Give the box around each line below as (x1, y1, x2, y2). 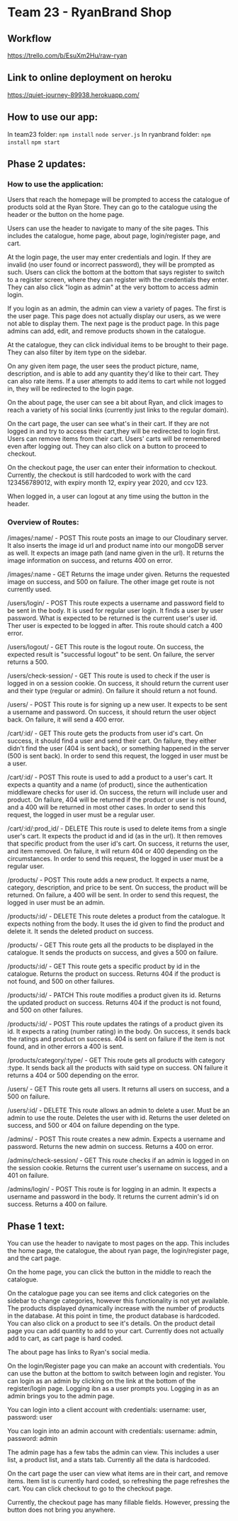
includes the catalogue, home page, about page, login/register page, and (7, 232, 221, 240)
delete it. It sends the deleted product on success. (7, 926, 154, 936)
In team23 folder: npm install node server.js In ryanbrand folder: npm (7, 130, 211, 138)
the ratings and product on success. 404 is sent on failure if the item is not (7, 1034, 225, 1043)
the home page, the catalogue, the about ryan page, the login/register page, (7, 1247, 229, 1255)
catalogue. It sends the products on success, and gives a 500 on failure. (7, 948, 218, 957)
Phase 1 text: (7, 1220, 65, 1232)
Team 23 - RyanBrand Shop (7, 4, 172, 21)
